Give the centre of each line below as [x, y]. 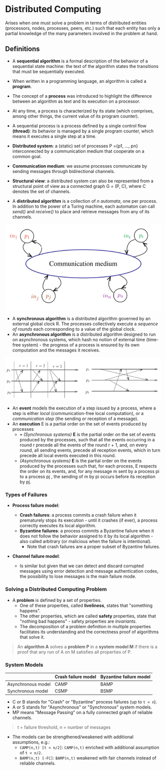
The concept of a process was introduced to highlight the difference [82, 96]
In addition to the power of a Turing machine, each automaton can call [83, 206]
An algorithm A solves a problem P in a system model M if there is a [87, 647]
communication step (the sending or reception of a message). [75, 419]
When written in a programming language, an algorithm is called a [79, 81]
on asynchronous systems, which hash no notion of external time [79, 339]
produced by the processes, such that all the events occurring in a [87, 440]
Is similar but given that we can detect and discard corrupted [82, 566]
